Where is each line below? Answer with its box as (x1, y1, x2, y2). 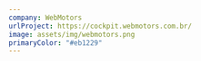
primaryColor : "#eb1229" (8, 38, 103, 48)
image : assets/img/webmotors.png (8, 30, 136, 39)
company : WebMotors (8, 13, 83, 22)
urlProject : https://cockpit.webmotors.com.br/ (8, 22, 193, 30)
